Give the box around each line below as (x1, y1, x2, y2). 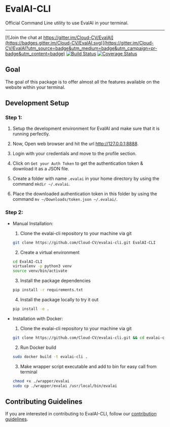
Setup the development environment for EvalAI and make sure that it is (12, 125, 160, 132)
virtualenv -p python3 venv (12, 264, 72, 269)
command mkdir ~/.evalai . (12, 181, 70, 187)
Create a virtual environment (20, 249, 80, 255)
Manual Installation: (12, 220, 54, 226)
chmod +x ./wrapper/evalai (12, 378, 70, 383)
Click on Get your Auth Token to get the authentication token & (12, 160, 143, 166)
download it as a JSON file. (12, 166, 69, 172)
